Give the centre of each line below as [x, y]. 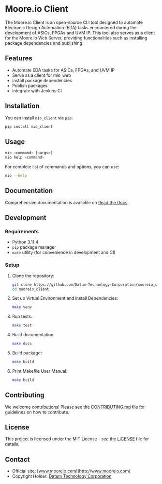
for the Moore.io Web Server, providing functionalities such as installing [76, 38]
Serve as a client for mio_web [41, 75]
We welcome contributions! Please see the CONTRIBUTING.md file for [75, 407]
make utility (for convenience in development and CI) [64, 252]
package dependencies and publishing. [44, 43]
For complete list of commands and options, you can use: [62, 167]
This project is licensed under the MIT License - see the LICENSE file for [77, 439]
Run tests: [22, 316]
